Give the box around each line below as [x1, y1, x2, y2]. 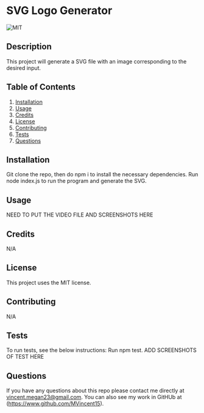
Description [6, 41, 52, 52]
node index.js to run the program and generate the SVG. [6, 178, 147, 185]
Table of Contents [6, 82, 76, 92]
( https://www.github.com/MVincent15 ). [6, 400, 104, 408]
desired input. [6, 64, 41, 71]
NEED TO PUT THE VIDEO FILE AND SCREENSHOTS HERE [6, 211, 153, 218]
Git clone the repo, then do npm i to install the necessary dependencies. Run [6, 171, 199, 178]
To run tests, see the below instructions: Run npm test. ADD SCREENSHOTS [6, 347, 197, 354]
